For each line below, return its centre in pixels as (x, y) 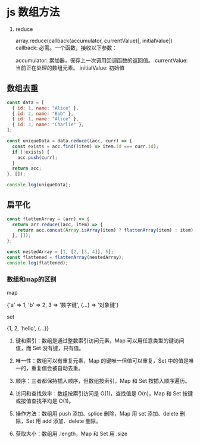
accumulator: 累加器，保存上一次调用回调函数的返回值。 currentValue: (101, 60)
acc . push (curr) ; (38, 157)
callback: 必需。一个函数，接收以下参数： (66, 48)
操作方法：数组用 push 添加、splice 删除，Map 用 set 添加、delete (97, 414)
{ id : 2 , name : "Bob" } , (43, 114)
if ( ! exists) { (31, 152)
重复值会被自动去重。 (57, 368)
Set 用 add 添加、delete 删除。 (64, 421)
